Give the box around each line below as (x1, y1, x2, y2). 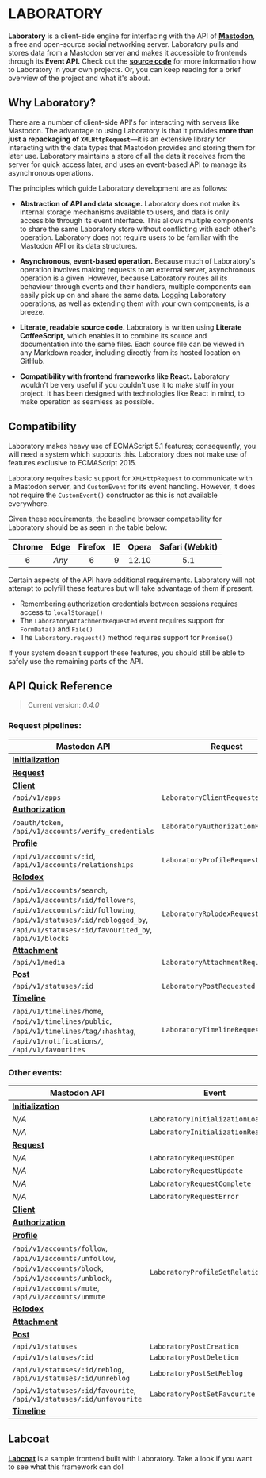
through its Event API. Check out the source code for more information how (8, 56, 256, 66)
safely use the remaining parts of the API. (8, 656, 144, 666)
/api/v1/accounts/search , (12, 884, 108, 895)
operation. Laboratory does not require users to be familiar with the (19, 232, 239, 242)
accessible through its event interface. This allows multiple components (19, 215, 254, 225)
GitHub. (19, 356, 45, 365)
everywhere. (8, 498, 50, 508)
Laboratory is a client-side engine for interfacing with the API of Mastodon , (8, 31, 255, 41)
